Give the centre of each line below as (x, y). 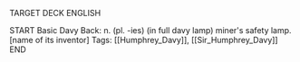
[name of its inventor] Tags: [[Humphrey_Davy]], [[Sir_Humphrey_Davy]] (144, 40)
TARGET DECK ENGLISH (55, 13)
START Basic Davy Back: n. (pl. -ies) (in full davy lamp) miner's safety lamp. (150, 30)
